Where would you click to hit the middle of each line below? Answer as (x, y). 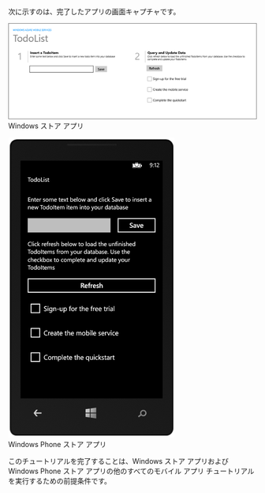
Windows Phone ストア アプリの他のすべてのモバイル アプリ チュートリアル (131, 471)
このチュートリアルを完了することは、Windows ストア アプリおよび (118, 461)
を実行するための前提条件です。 (60, 481)
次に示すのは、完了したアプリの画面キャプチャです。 (94, 11)
